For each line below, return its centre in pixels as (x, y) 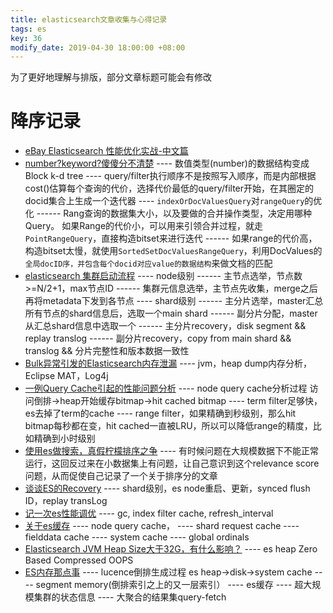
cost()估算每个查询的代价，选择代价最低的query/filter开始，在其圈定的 (169, 188)
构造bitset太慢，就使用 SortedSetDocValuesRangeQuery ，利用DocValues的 (173, 251)
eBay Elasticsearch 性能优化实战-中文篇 (106, 151)
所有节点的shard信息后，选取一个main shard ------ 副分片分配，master (171, 313)
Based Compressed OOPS (79, 560)
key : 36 (26, 38)
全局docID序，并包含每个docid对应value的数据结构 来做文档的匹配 (148, 263)
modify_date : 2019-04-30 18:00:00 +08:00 (98, 47)
